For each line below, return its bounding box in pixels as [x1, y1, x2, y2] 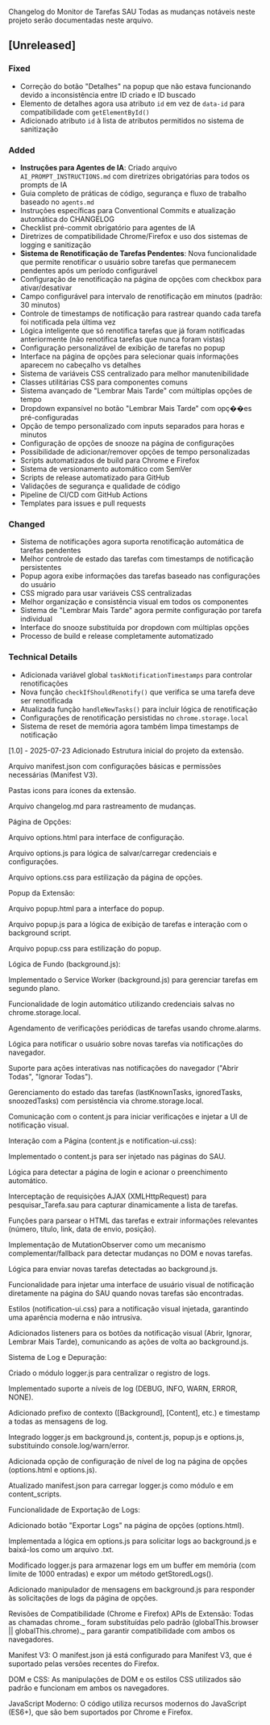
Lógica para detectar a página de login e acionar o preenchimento [8, 1167, 228, 1177]
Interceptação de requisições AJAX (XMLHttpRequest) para [8, 1191, 207, 1201]
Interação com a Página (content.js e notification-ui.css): [8, 1135, 197, 1145]
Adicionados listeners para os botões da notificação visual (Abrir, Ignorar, [8, 1328, 252, 1337]
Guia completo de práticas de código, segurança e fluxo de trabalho [19, 188, 247, 198]
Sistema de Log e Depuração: [8, 1352, 107, 1362]
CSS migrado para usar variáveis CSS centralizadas [19, 589, 192, 598]
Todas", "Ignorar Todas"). [8, 1072, 93, 1081]
